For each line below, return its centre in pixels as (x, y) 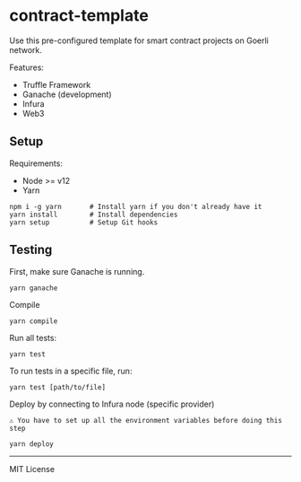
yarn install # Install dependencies (94, 215)
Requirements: (36, 163)
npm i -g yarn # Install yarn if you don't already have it (136, 206)
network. (26, 49)
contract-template (79, 16)
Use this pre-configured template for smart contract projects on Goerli (139, 40)
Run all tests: (33, 337)
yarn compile (34, 321)
